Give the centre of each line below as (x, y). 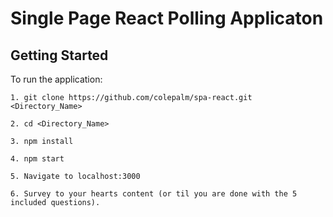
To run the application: (56, 79)
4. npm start (37, 159)
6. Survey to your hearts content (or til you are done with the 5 (154, 194)
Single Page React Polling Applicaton (167, 18)
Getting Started (59, 55)
